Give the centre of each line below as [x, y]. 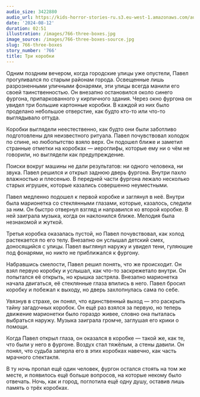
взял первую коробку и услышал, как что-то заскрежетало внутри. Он [96, 270]
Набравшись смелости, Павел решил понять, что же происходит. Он [94, 264]
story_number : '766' [32, 51]
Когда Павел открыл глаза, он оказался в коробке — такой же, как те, [96, 338]
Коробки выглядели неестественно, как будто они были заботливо [91, 129]
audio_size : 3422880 [32, 12]
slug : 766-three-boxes [34, 45]
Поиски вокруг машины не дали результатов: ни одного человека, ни [95, 166]
